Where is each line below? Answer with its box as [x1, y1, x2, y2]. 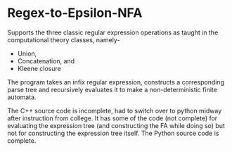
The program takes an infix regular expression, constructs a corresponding [7, 77, 225, 86]
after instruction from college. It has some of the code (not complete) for [7, 114, 218, 122]
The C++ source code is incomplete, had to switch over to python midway [7, 106, 222, 115]
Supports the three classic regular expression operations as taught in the [7, 28, 219, 37]
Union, [17, 49, 37, 58]
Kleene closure [17, 64, 61, 72]
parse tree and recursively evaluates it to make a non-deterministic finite [7, 85, 218, 94]
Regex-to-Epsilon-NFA [7, 5, 143, 21]
